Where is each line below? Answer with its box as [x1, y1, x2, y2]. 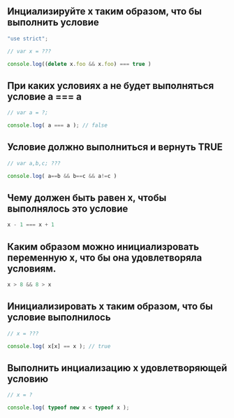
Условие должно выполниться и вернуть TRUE [7, 141, 224, 153]
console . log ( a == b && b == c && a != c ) [7, 172, 117, 179]
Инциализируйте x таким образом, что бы [7, 6, 203, 18]
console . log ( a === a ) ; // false [7, 122, 108, 129]
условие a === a [7, 90, 82, 102]
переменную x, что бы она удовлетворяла [7, 251, 203, 263]
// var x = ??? [7, 48, 52, 55]
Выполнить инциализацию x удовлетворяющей [7, 362, 228, 374]
